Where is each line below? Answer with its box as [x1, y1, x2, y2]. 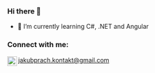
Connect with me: [7, 40, 69, 50]
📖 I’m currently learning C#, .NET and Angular [17, 22, 149, 31]
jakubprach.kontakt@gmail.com [18, 55, 110, 64]
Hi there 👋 [7, 6, 42, 16]
